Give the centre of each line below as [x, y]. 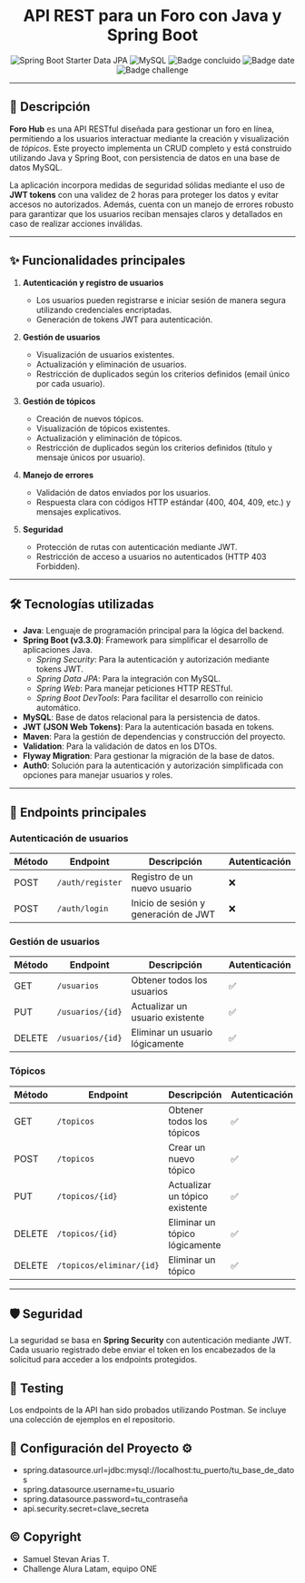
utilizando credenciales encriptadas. [104, 310]
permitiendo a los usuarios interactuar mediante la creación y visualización [149, 138]
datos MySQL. [36, 167]
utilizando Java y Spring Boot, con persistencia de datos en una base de [145, 157]
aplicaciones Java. [57, 650]
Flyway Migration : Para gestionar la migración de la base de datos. [148, 756]
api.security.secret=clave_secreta [86, 1509]
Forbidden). [58, 566]
